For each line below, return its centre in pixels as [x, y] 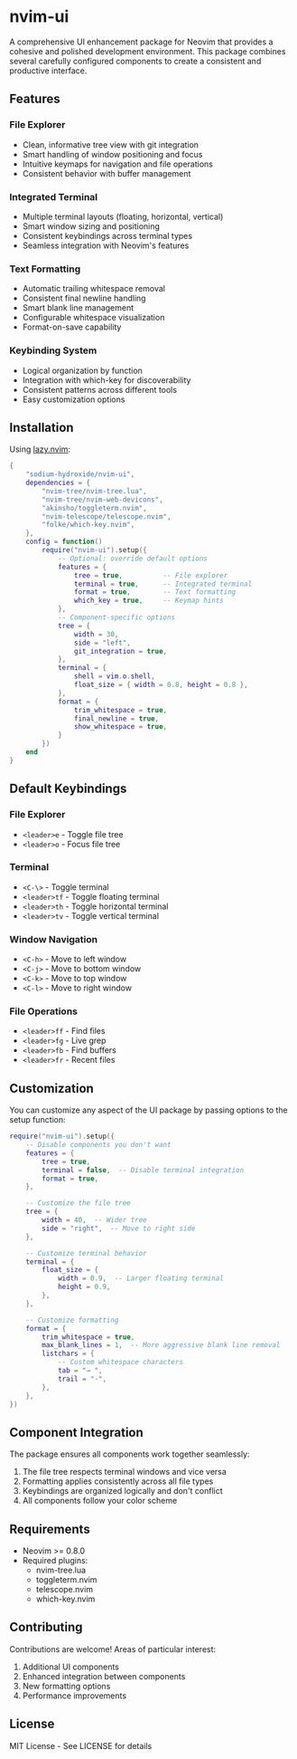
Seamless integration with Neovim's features [106, 245]
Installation [42, 427]
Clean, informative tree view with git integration [111, 144]
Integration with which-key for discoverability [107, 380]
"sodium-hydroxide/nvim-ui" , [80, 474]
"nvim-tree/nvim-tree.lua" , [94, 491]
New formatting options [66, 1686]
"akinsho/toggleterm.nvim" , [94, 508]
